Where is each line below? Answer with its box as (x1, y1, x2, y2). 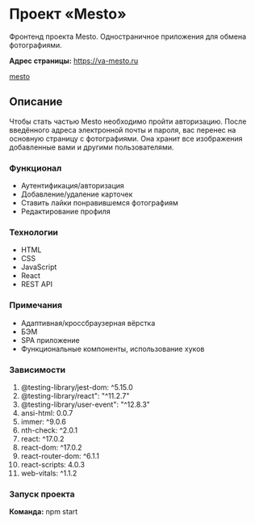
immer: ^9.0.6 (20, 416, 67, 426)
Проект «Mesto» (9, 5, 127, 23)
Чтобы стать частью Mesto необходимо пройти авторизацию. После (9, 116, 247, 126)
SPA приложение (20, 335, 80, 344)
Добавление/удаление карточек (20, 189, 133, 199)
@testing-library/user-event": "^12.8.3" (20, 399, 150, 409)
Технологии (9, 226, 59, 238)
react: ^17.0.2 (20, 433, 65, 443)
